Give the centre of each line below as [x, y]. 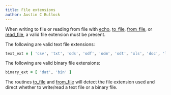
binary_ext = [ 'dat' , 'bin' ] [38, 72]
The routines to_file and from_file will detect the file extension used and [80, 82]
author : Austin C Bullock [33, 15]
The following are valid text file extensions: [50, 44]
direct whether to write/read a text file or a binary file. [61, 87]
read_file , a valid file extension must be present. [55, 34]
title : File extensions [31, 10]
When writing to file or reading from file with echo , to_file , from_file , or [79, 29]
